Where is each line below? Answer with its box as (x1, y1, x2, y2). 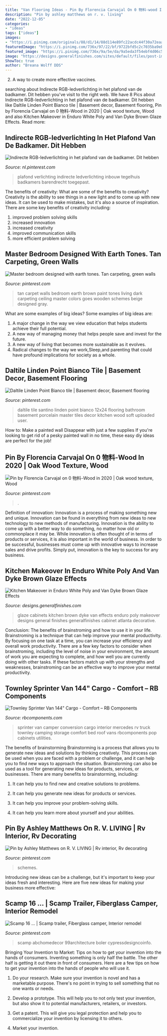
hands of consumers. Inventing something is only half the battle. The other (5, 954, 158, 960)
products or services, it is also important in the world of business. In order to (5, 536, 162, 542)
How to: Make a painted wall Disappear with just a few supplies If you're (5, 427, 153, 433)
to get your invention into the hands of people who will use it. (5, 965, 130, 971)
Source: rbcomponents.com (5, 715, 63, 720)
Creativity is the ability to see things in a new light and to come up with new (5, 194, 160, 200)
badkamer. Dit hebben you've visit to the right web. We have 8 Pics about (5, 92, 156, 98)
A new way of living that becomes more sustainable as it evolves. (12, 341, 146, 347)
